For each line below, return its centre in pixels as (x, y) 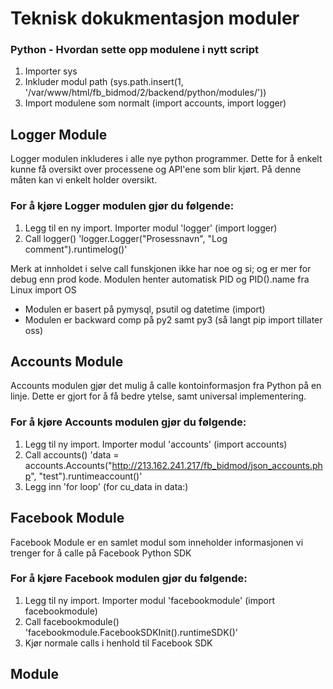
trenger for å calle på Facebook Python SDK (101, 553)
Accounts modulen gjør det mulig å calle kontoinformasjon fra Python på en (166, 386)
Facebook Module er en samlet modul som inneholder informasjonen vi (157, 542)
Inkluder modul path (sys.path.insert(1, (104, 82)
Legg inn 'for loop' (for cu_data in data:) (106, 486)
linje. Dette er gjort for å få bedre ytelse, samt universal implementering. (158, 396)
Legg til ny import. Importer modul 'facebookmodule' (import (149, 600)
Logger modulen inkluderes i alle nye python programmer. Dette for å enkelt (166, 159)
